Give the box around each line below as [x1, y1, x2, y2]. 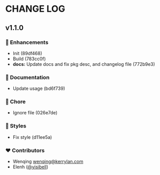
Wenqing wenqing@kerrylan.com [12, 159, 84, 165]
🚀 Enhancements [5, 39, 49, 46]
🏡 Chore [5, 98, 26, 105]
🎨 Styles [5, 122, 27, 130]
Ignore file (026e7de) [12, 110, 58, 116]
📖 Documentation [5, 73, 50, 81]
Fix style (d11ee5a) [12, 134, 52, 140]
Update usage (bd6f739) [12, 85, 66, 92]
